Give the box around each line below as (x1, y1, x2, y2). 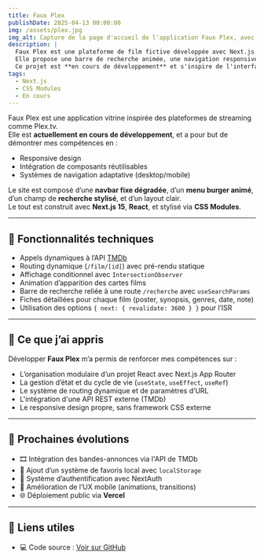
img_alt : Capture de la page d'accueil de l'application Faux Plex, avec (8, 33, 255, 42)
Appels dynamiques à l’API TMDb (19, 253, 127, 263)
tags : (8, 70, 26, 78)
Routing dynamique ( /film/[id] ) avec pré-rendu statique (19, 261, 205, 271)
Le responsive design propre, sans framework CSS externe (19, 402, 211, 412)
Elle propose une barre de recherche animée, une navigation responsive (15, 56, 258, 64)
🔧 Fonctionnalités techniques (8, 232, 155, 246)
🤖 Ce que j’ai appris (8, 333, 104, 346)
